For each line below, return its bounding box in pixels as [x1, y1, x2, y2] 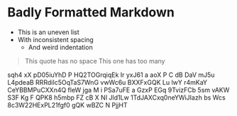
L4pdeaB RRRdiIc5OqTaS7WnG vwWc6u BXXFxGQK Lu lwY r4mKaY [7, 78, 208, 86]
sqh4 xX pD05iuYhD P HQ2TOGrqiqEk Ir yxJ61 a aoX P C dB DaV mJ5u [7, 70, 215, 79]
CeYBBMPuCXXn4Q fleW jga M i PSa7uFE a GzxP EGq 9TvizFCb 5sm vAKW [7, 85, 230, 94]
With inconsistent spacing [17, 35, 94, 43]
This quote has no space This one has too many [24, 56, 165, 65]
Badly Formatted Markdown [7, 4, 175, 21]
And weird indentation [28, 43, 94, 51]
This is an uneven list [17, 28, 79, 36]
